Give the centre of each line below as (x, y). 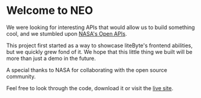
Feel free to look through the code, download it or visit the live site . (90, 88)
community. (21, 76)
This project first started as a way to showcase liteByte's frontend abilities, (100, 45)
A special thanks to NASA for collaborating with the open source (87, 70)
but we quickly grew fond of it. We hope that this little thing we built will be (99, 51)
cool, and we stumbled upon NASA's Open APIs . (67, 33)
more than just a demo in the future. (51, 58)
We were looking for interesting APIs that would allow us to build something (101, 27)
